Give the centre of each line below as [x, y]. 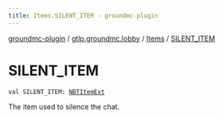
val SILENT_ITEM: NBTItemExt [57, 92]
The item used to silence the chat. [64, 106]
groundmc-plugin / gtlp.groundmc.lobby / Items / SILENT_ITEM [112, 38]
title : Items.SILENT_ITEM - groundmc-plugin [83, 16]
